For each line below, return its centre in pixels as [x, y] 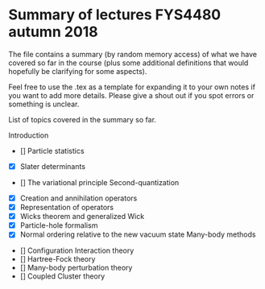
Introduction [29, 135]
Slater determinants [53, 166]
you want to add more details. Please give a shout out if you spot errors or [131, 95]
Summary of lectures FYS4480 [115, 15]
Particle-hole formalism [59, 225]
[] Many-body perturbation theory [76, 268]
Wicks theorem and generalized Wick [82, 217]
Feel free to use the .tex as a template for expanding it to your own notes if [132, 87]
